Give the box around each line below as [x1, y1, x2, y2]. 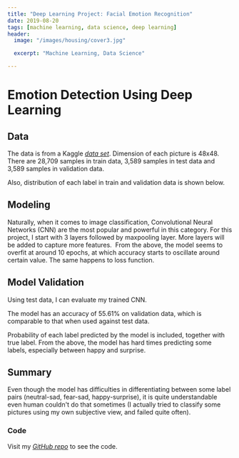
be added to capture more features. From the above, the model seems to [7, 240, 223, 249]
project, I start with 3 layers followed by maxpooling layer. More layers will [7, 233, 225, 241]
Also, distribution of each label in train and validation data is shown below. [7, 178, 225, 186]
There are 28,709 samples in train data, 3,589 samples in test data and [7, 157, 215, 165]
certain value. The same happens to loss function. [7, 255, 155, 264]
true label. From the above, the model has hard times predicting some [7, 338, 212, 347]
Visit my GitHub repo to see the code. [7, 442, 118, 450]
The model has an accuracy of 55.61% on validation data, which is [7, 309, 202, 317]
